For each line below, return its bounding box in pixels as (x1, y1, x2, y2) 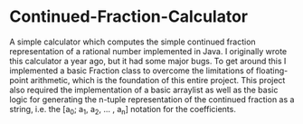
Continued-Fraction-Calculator (9, 6, 249, 27)
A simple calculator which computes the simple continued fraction (9, 36, 256, 47)
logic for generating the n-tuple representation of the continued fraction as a (9, 93, 295, 105)
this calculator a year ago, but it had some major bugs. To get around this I (9, 55, 287, 66)
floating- (256, 65, 289, 76)
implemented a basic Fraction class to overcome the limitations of (9, 65, 255, 76)
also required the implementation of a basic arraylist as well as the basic (9, 84, 279, 95)
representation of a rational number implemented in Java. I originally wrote (9, 45, 288, 56)
